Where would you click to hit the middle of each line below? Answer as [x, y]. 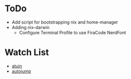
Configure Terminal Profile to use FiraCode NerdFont [73, 32]
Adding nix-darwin [31, 27]
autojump [21, 71]
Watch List [27, 53]
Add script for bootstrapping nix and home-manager [65, 22]
